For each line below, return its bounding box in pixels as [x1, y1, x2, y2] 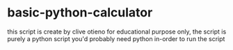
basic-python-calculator [7, 5, 153, 21]
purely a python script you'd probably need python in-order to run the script [7, 34, 225, 42]
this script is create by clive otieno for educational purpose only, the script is [7, 27, 227, 36]
